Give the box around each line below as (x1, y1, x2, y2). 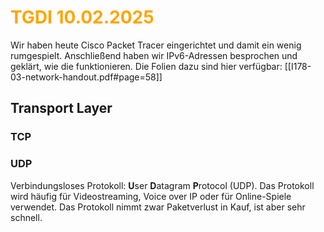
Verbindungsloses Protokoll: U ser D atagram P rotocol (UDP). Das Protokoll (10, 179, 315, 191)
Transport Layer (10, 100, 113, 117)
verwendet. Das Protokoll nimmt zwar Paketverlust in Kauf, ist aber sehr (10, 201, 306, 213)
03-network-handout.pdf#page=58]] (10, 71, 163, 83)
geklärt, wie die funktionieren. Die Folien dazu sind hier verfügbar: (10, 60, 283, 72)
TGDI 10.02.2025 (10, 6, 155, 29)
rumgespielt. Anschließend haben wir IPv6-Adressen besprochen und (10, 49, 298, 61)
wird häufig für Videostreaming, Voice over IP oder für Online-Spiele (10, 190, 292, 202)
